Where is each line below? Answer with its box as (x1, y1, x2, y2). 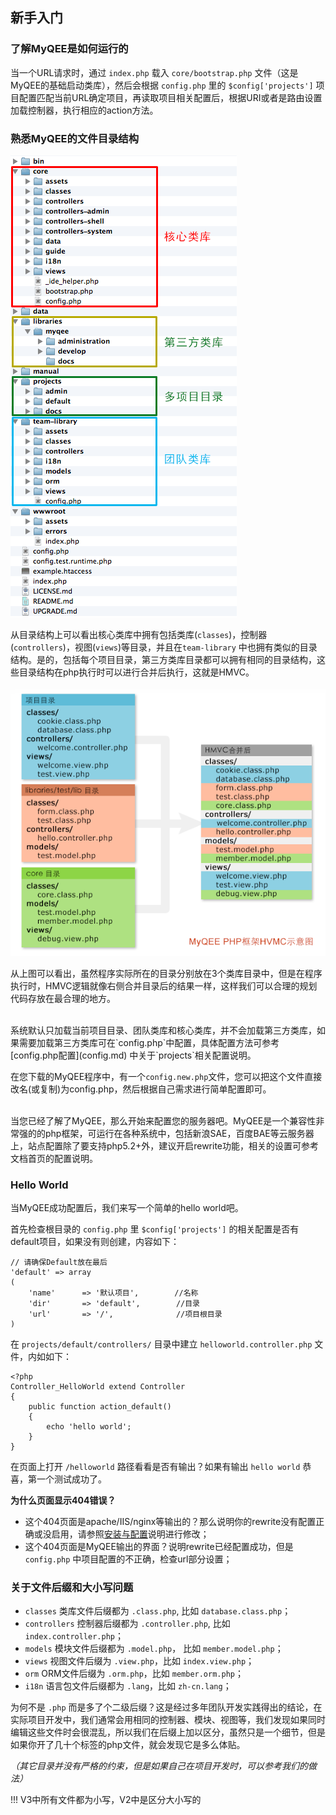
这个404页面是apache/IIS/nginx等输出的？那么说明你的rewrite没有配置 (24, 1516, 317, 1528)
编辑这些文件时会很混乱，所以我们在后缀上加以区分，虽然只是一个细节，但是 (10, 1726, 326, 1738)
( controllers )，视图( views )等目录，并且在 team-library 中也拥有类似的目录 (10, 641, 318, 653)
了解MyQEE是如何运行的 (10, 42, 129, 56)
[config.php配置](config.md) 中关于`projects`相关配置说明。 (10, 1049, 257, 1061)
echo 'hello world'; (46, 1422, 132, 1432)
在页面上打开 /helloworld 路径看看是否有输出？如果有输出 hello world (10, 1461, 301, 1473)
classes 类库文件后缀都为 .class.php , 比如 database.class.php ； (24, 1605, 292, 1617)
